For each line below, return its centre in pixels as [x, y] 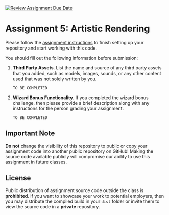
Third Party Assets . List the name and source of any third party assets [87, 68]
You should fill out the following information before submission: [72, 58]
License [18, 178]
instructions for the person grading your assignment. [68, 108]
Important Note [30, 134]
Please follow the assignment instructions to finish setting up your [75, 42]
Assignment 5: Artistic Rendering [78, 29]
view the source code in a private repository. [53, 206]
